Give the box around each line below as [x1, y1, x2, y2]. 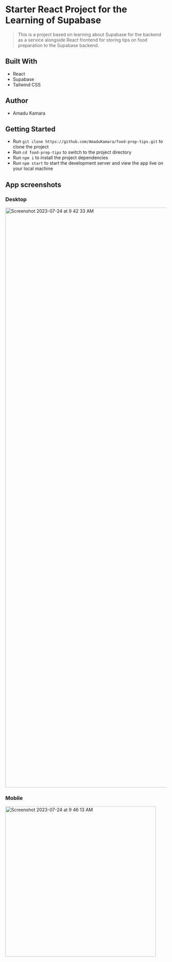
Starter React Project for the [5, 4, 127, 15]
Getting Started [5, 124, 56, 134]
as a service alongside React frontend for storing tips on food [17, 37, 147, 43]
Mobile [5, 794, 23, 801]
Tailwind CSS [12, 81, 41, 88]
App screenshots [5, 180, 61, 189]
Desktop [5, 195, 27, 203]
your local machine [12, 165, 53, 172]
